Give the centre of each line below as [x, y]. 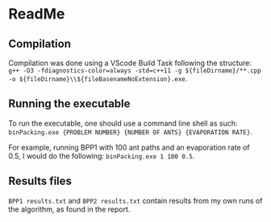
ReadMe [37, 14]
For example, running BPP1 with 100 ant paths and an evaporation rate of [129, 147]
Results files [40, 181]
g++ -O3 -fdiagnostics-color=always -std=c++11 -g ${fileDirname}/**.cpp [135, 71]
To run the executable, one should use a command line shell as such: [123, 123]
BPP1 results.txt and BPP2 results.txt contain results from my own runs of [135, 200]
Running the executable [69, 104]
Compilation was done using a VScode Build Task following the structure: [130, 63]
